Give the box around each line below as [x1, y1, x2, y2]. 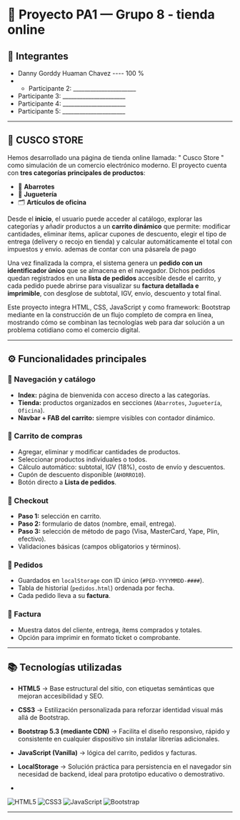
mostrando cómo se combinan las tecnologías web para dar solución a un [7, 318, 225, 326]
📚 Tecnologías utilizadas [7, 661, 122, 674]
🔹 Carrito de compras [7, 431, 83, 441]
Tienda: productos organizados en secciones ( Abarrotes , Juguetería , [17, 398, 223, 406]
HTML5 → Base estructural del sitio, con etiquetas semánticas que [17, 684, 215, 692]
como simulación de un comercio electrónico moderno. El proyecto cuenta [7, 161, 227, 169]
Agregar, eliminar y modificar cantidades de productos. [17, 447, 181, 456]
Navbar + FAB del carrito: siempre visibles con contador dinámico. [17, 414, 216, 422]
